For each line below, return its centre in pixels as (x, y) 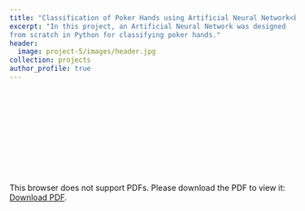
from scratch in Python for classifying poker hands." (115, 35)
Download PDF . (39, 197)
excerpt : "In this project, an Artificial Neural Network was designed (148, 26)
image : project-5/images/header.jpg (87, 52)
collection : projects (50, 60)
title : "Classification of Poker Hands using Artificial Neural (133, 18)
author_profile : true (50, 69)
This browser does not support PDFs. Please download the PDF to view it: (148, 187)
